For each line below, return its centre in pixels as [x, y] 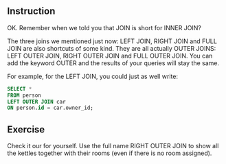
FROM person [24, 95]
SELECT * [20, 89]
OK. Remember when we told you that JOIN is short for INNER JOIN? [104, 27]
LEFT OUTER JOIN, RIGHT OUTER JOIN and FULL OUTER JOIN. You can [110, 56]
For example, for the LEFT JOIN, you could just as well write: [93, 76]
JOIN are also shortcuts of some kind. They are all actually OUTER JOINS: [112, 48]
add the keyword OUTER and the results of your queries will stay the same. [113, 63]
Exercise [26, 129]
